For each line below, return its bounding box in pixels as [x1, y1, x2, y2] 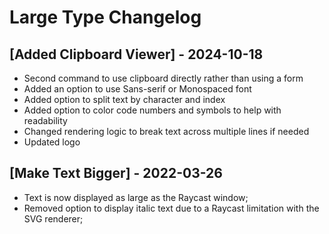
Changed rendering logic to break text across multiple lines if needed [23, 126, 310, 137]
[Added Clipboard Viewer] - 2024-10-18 [9, 46, 264, 63]
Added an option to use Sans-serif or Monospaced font [23, 83, 252, 95]
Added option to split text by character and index [23, 94, 226, 105]
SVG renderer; [23, 212, 84, 225]
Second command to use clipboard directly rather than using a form [23, 72, 304, 84]
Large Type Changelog [9, 6, 202, 29]
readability [23, 115, 68, 126]
